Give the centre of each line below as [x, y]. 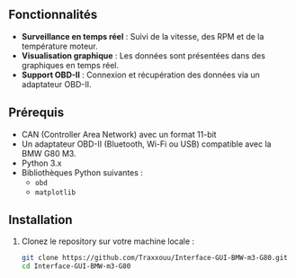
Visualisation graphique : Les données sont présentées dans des [144, 55]
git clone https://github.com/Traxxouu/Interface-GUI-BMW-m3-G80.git [155, 258]
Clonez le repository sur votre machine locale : [108, 241]
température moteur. [59, 46]
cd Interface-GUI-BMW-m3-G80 [76, 266]
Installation [40, 220]
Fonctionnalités [53, 15]
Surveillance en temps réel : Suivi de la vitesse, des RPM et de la [143, 36]
